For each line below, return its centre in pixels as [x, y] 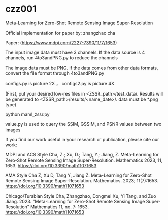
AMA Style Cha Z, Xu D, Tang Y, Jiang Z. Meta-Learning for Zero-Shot [79, 175]
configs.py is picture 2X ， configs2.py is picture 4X [60, 83]
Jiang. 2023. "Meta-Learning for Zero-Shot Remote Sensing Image [75, 201]
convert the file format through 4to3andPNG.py [55, 73]
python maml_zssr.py [27, 114]
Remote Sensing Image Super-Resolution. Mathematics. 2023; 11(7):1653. [82, 180]
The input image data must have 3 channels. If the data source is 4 [75, 52]
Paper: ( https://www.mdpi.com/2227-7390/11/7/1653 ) [61, 42]
